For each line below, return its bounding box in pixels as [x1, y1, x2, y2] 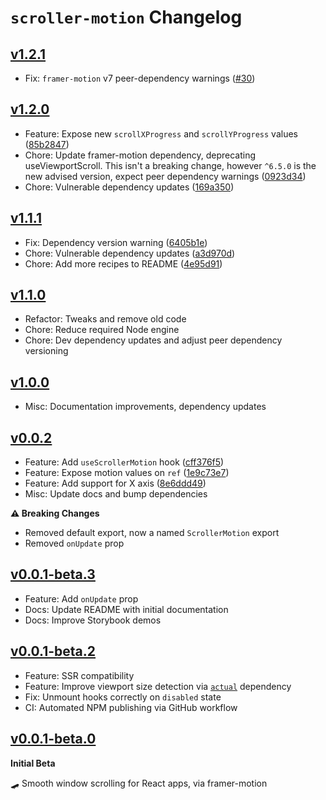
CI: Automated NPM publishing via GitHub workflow [24, 701, 238, 713]
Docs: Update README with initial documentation [24, 603, 229, 615]
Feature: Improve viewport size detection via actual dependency [24, 680, 292, 692]
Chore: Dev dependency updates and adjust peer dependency [24, 334, 283, 346]
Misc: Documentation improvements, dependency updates [24, 401, 267, 413]
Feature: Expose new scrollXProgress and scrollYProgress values [24, 127, 298, 140]
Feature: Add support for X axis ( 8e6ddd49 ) [24, 477, 207, 490]
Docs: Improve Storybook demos [24, 614, 162, 626]
